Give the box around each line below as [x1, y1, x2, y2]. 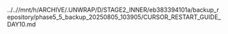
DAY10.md [7, 20, 36, 28]
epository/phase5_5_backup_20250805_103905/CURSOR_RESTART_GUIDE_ [7, 13, 221, 21]
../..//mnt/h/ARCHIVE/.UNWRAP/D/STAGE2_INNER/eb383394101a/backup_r [7, 6, 220, 14]
